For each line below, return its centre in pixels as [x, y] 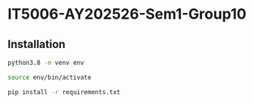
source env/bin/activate [50, 77]
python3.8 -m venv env [46, 63]
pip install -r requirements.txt [64, 92]
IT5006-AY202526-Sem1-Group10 [127, 14]
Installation [37, 44]
